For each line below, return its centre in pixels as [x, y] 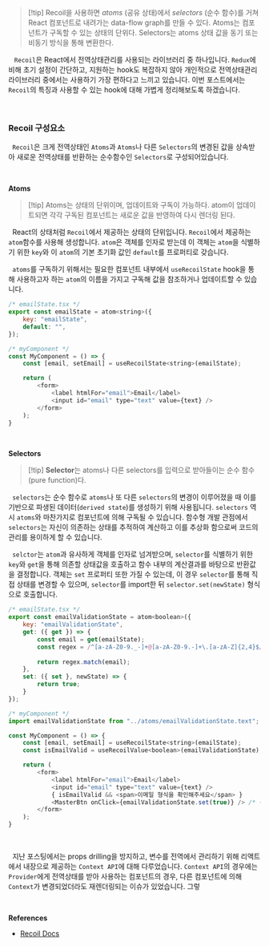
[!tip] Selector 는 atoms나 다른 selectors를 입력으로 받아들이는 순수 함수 [141, 470]
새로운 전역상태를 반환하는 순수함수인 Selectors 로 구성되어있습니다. [122, 157]
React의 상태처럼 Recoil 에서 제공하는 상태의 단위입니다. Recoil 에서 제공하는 [131, 232]
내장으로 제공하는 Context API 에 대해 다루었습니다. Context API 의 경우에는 [141, 867]
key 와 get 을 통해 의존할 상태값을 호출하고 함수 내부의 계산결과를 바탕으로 [121, 564]
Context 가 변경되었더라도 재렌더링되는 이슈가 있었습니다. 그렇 [104, 887]
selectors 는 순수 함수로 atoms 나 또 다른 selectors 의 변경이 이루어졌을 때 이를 [134, 497]
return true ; [59, 685]
